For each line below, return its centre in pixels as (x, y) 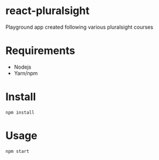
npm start (18, 151)
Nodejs (23, 67)
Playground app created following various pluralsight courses (79, 27)
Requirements (40, 51)
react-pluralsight (48, 11)
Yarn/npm (26, 73)
